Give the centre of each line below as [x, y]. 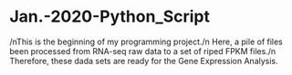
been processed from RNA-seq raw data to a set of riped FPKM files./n [143, 51]
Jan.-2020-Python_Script [110, 17]
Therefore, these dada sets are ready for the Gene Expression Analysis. [144, 61]
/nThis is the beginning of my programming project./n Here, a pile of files [146, 42]
